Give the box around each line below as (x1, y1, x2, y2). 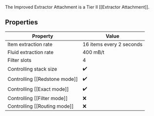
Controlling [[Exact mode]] (7, 86, 69, 93)
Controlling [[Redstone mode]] (7, 76, 78, 82)
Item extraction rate (7, 41, 53, 48)
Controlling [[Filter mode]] (7, 95, 68, 101)
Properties (5, 18, 38, 26)
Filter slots (7, 57, 32, 63)
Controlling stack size (7, 66, 57, 73)
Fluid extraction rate (7, 49, 54, 56)
